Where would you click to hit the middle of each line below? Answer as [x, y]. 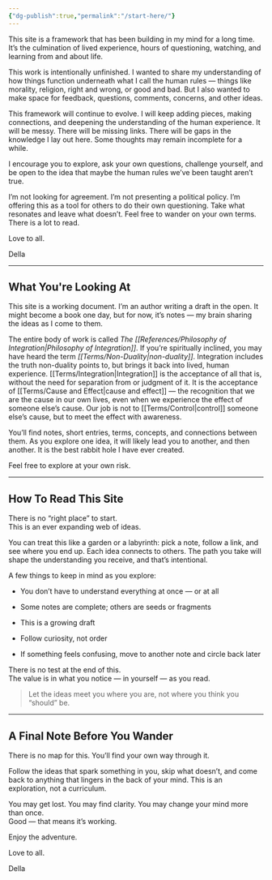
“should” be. [49, 703]
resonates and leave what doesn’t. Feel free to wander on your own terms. [132, 214]
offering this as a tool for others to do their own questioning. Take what [127, 205]
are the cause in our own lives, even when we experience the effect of [125, 400]
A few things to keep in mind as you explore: [82, 576]
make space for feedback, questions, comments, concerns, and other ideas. [136, 97]
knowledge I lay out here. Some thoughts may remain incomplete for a [125, 140]
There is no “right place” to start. [63, 518]
